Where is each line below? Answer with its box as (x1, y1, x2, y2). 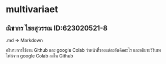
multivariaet (6, 4, 58, 15)
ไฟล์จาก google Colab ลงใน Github (6, 53, 73, 59)
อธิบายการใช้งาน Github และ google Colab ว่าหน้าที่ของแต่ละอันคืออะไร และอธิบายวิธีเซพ (6, 47, 161, 53)
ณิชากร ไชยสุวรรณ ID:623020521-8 (6, 24, 108, 33)
